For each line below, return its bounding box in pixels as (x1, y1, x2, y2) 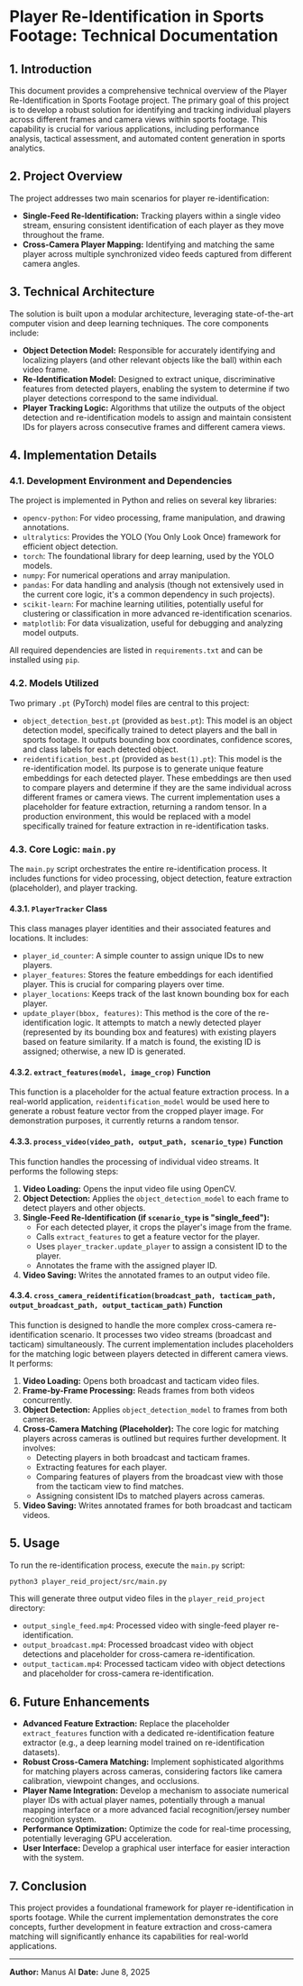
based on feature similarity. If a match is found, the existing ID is (22, 1037, 262, 1048)
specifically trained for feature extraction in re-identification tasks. (22, 820, 269, 831)
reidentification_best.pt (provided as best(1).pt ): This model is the (22, 753, 282, 764)
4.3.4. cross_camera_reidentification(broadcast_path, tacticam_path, (9, 1290, 277, 1301)
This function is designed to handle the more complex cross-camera (9, 1319, 264, 1331)
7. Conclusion (9, 1878, 87, 1894)
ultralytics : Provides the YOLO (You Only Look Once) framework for (22, 532, 281, 543)
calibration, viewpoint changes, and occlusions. (22, 1776, 200, 1787)
